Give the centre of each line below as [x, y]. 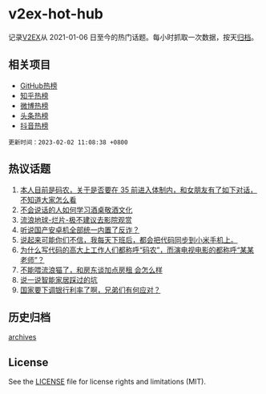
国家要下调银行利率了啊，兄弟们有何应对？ [90, 290]
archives [22, 337]
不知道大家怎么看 [48, 199]
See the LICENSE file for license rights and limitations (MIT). [107, 382]
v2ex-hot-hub [56, 14]
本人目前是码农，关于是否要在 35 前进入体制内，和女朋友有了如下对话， [139, 190]
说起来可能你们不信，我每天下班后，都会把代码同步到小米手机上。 [129, 239]
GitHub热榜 [38, 86]
